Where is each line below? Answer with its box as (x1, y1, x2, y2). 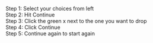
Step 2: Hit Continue (5, 11, 55, 18)
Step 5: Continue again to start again (5, 30, 95, 37)
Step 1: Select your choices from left (5, 5, 94, 12)
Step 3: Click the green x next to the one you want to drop (5, 18, 147, 24)
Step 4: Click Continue (5, 24, 60, 31)
